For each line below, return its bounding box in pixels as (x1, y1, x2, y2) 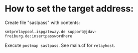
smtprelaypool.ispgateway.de (5, 29, 66, 34)
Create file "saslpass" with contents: (5, 19, 80, 25)
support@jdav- (67, 29, 97, 34)
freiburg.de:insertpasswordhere (5, 33, 72, 38)
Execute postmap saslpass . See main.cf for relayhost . (5, 42, 116, 48)
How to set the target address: (5, 3, 134, 14)
